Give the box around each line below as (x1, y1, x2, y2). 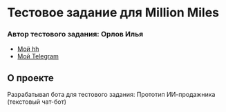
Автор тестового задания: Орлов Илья (7, 30, 144, 39)
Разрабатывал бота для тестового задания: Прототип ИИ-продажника (7, 91, 216, 99)
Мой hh (17, 45, 39, 53)
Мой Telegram (17, 52, 59, 60)
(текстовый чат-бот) (7, 98, 67, 106)
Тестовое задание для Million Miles (7, 5, 220, 21)
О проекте (7, 72, 54, 84)
